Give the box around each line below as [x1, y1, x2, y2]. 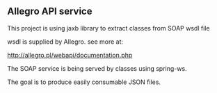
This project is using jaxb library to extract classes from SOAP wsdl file [7, 24, 210, 32]
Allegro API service [7, 6, 93, 17]
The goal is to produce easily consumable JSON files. [7, 78, 161, 86]
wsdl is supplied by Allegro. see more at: [7, 37, 124, 46]
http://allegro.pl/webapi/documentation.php [7, 51, 133, 59]
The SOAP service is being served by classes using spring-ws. [7, 64, 187, 72]
